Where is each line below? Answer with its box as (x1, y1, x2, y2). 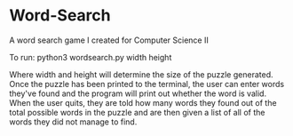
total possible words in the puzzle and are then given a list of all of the (9, 107, 265, 117)
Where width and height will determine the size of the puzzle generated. (9, 68, 273, 80)
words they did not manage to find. (9, 116, 138, 127)
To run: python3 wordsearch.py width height (9, 52, 172, 62)
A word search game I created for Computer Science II (9, 35, 209, 45)
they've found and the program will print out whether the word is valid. (9, 88, 267, 99)
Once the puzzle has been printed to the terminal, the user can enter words (9, 78, 285, 89)
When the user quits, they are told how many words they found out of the (9, 97, 277, 108)
